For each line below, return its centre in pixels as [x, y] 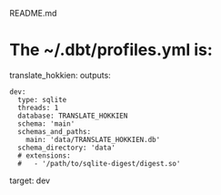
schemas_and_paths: [55, 131]
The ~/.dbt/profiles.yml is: [111, 50]
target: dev [30, 180]
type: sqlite [42, 99]
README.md [33, 13]
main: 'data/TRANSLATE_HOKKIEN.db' [93, 139]
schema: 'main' [46, 123]
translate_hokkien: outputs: [60, 75]
